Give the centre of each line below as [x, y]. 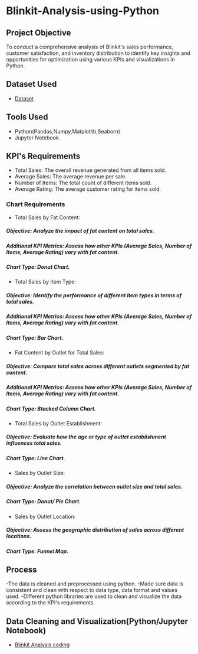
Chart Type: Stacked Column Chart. [51, 408]
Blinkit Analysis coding [42, 645]
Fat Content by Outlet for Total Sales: [60, 353]
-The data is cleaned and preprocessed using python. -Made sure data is [95, 584]
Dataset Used [32, 84]
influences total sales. [34, 443]
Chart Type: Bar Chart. [35, 337]
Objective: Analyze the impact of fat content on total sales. [80, 231]
